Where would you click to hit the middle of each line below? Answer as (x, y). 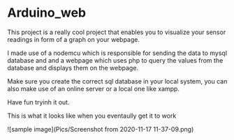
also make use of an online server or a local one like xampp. (94, 88)
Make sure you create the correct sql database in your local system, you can (117, 81)
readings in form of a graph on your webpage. (73, 39)
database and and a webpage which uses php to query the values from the (115, 60)
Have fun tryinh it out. (38, 102)
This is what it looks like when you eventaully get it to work (92, 116)
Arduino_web (46, 13)
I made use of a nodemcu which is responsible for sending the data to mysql (117, 53)
